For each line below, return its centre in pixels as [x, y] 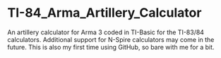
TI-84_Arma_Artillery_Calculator [104, 13]
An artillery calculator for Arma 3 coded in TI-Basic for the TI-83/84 [106, 32]
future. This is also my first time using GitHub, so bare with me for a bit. [111, 47]
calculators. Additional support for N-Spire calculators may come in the [111, 39]
